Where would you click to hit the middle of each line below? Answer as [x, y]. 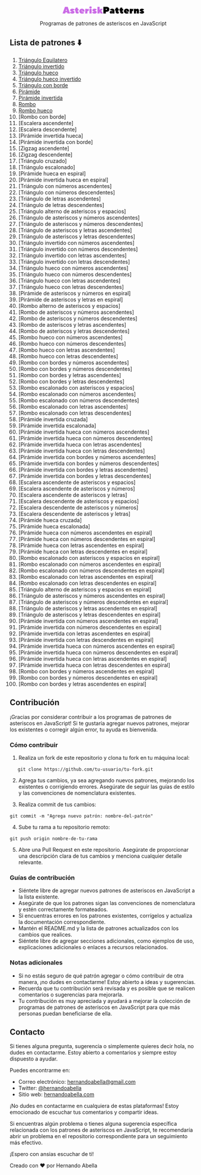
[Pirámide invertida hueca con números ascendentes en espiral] [96, 646]
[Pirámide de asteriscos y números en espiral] [74, 293]
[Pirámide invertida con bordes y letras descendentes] [85, 476]
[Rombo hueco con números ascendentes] [71, 337]
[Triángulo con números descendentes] [66, 192]
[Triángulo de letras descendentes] [61, 205]
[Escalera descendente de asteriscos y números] [78, 507]
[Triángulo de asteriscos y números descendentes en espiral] [93, 602]
